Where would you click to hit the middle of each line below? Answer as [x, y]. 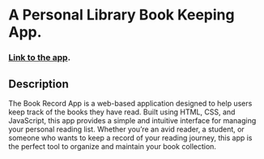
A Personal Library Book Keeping [121, 15]
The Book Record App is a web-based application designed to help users [130, 103]
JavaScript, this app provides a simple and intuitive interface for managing [132, 120]
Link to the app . [40, 58]
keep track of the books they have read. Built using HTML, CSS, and [122, 112]
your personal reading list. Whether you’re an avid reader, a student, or [126, 129]
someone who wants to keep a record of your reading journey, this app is [130, 138]
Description [38, 84]
